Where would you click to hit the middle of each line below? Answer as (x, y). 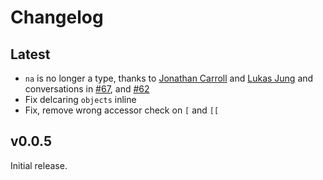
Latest (30, 54)
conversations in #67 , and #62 (87, 89)
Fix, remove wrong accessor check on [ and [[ (122, 110)
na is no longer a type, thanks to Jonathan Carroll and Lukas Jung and (169, 78)
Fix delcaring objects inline (80, 99)
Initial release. (39, 165)
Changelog (57, 17)
